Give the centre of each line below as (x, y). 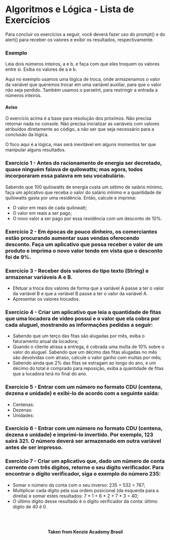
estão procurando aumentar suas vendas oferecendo (72, 238)
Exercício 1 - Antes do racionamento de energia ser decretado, (84, 163)
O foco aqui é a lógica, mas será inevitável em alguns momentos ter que (81, 145)
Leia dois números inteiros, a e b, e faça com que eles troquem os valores (82, 64)
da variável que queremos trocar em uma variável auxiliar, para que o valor (83, 84)
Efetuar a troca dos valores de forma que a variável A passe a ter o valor (88, 288)
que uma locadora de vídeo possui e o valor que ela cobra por (82, 318)
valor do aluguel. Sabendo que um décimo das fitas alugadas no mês (85, 352)
